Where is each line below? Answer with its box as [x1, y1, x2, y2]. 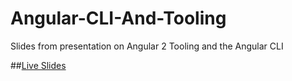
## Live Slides [10, 59, 67, 71]
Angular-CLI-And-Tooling [10, 7, 227, 30]
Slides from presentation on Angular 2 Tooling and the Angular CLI [10, 40, 284, 52]
